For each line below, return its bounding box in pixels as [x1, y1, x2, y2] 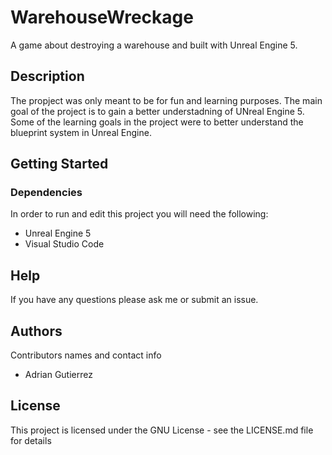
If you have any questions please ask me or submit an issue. [10, 294, 259, 306]
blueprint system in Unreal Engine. [10, 126, 152, 138]
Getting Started [10, 156, 109, 173]
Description [10, 68, 85, 85]
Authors [10, 322, 63, 340]
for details [10, 434, 52, 446]
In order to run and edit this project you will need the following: [10, 208, 269, 220]
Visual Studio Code [24, 238, 105, 250]
